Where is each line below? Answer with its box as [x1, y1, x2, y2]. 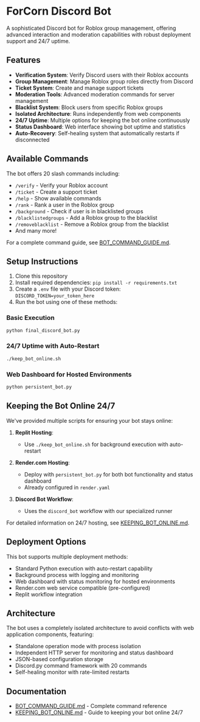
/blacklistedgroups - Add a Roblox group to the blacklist [15, 214, 158, 221]
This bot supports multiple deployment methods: [6, 553, 128, 560]
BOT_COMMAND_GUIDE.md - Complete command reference [15, 703, 167, 710]
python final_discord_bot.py [6, 327, 80, 333]
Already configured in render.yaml [24, 483, 111, 491]
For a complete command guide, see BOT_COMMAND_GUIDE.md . [6, 239, 171, 246]
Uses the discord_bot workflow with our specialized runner [24, 507, 173, 514]
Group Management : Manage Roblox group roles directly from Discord [15, 77, 193, 85]
